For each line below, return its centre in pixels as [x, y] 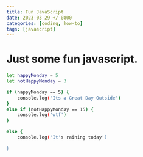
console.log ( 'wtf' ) [42, 115]
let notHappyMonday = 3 [37, 81]
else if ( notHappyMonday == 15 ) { [50, 109]
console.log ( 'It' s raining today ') [62, 137]
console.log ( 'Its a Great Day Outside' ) [69, 98]
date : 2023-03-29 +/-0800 [39, 18]
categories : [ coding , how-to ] [45, 23]
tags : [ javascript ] [31, 29]
